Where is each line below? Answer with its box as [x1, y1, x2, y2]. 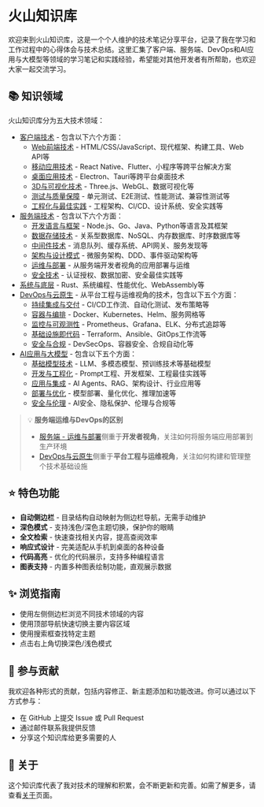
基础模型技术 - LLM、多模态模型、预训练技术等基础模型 [31, 359, 211, 368]
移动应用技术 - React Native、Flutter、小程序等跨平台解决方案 [31, 162, 232, 171]
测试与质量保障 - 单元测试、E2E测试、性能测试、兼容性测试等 [31, 191, 230, 201]
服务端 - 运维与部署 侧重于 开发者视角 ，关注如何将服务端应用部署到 [38, 431, 253, 441]
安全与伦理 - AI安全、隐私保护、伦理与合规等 [31, 398, 177, 407]
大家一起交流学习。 [8, 64, 71, 73]
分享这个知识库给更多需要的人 [19, 733, 116, 742]
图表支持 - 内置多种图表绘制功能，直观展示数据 [19, 561, 172, 571]
